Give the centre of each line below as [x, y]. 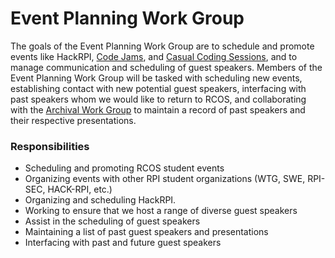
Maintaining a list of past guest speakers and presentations [146, 232]
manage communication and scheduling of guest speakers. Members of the [166, 67]
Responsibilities [50, 146]
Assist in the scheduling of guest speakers [112, 221]
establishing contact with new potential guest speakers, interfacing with [158, 88]
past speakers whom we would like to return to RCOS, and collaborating [158, 99]
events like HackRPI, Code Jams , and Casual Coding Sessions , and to [154, 56]
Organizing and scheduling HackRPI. [100, 200]
